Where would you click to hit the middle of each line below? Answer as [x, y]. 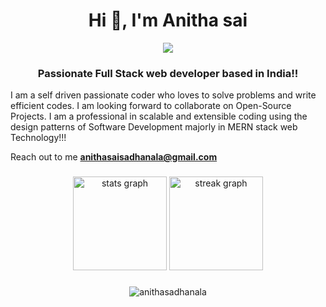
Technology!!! [38, 138]
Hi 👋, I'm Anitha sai [168, 20]
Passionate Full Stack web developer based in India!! [168, 73]
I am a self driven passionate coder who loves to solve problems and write [163, 95]
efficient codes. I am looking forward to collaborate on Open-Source [151, 106]
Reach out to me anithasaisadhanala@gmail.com [114, 157]
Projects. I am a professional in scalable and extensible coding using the [159, 116]
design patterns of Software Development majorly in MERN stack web [154, 127]
